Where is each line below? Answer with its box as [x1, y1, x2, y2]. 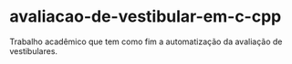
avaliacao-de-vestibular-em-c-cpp [9, 6, 282, 27]
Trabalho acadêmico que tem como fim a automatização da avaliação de [9, 36, 283, 47]
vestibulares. [9, 45, 57, 56]
